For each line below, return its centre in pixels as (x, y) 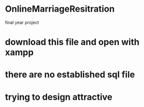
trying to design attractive (59, 97)
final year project (22, 22)
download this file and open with (72, 42)
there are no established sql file (70, 75)
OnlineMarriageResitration (60, 9)
